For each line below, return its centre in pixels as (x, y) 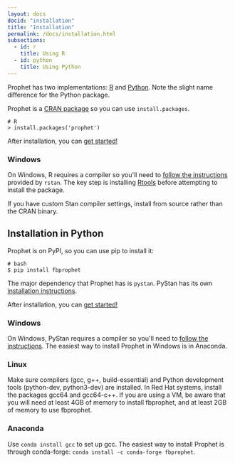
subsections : (27, 41)
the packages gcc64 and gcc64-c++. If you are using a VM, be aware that (116, 395)
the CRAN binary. (33, 211)
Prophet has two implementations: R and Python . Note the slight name (110, 87)
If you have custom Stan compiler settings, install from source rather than (115, 203)
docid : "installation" (41, 21)
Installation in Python (56, 234)
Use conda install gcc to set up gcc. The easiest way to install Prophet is (116, 444)
